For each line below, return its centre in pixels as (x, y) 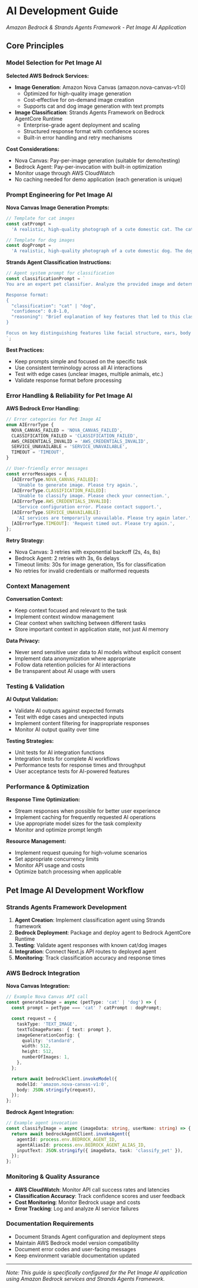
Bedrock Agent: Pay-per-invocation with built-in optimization (88, 166)
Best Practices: (25, 350)
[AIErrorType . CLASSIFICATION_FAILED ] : (59, 490)
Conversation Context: (34, 598)
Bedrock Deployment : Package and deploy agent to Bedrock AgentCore (103, 933)
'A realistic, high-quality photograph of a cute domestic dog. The (97, 251)
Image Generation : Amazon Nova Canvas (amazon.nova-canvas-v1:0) (100, 87)
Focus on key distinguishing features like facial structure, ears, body (99, 333)
